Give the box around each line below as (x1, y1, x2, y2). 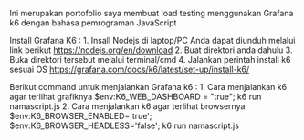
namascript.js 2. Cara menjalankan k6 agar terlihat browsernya (9, 101, 246, 112)
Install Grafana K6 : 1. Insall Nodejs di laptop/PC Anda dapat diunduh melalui (9, 35, 296, 45)
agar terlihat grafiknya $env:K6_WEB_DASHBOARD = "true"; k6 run (9, 91, 262, 102)
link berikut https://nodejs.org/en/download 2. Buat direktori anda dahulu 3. (9, 45, 293, 55)
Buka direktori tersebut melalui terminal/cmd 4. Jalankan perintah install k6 (9, 55, 291, 65)
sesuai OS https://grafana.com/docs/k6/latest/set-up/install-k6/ (9, 64, 250, 75)
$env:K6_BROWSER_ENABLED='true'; (9, 111, 152, 121)
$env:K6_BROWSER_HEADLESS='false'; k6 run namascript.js (9, 120, 240, 131)
